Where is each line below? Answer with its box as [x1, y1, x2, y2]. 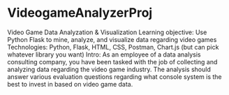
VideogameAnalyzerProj [7, 5, 153, 21]
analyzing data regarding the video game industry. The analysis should [7, 65, 211, 73]
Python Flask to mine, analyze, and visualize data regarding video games [7, 35, 217, 43]
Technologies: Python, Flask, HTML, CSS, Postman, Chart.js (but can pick [7, 43, 219, 51]
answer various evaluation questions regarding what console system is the [7, 72, 222, 81]
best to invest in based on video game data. [7, 80, 133, 88]
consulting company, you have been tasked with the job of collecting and [7, 57, 218, 66]
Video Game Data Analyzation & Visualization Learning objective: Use [7, 28, 207, 36]
